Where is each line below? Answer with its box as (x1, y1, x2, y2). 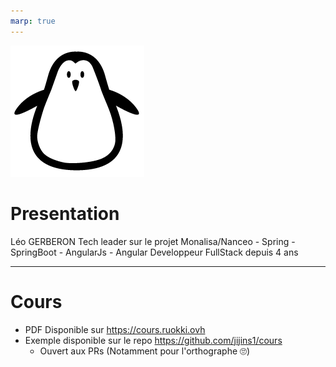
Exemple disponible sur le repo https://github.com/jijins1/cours (24, 334, 283, 346)
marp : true (10, 16, 56, 26)
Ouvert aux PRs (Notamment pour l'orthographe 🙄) (39, 345, 251, 357)
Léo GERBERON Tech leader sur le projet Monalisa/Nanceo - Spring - (10, 235, 296, 247)
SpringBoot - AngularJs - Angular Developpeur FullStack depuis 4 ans (10, 246, 299, 258)
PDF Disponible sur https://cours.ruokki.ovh (24, 323, 206, 335)
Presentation (10, 202, 120, 225)
